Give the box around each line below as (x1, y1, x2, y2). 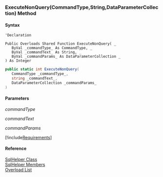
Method (17, 10, 36, 17)
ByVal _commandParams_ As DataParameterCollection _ (11, 54, 121, 59)
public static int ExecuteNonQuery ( (5, 67, 79, 72)
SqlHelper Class (5, 156, 37, 162)
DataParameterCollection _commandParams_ (11, 80, 97, 85)
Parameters (5, 95, 29, 101)
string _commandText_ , (11, 76, 57, 81)
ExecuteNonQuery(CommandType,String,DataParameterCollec (5, 4, 159, 11)
